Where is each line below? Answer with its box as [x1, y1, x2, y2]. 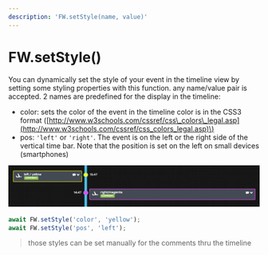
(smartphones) [19, 149, 69, 159]
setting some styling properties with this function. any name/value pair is [8, 83, 247, 92]
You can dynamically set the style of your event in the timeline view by [8, 74, 240, 84]
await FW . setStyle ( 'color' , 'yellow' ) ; [8, 215, 141, 223]
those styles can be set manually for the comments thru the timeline [27, 238, 252, 248]
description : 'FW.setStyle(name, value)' [8, 13, 148, 21]
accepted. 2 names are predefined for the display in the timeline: [8, 92, 221, 101]
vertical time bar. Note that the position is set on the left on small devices [19, 140, 259, 151]
